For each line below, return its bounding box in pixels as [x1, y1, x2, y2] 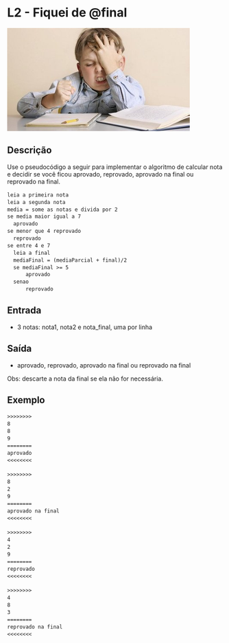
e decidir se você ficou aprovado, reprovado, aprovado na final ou [7, 170, 194, 178]
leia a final [13, 249, 51, 256]
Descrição [7, 144, 52, 156]
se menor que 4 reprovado [7, 228, 81, 235]
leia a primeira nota [7, 191, 69, 199]
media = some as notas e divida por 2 [7, 206, 118, 213]
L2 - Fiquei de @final [7, 5, 128, 21]
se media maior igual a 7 [7, 213, 81, 221]
